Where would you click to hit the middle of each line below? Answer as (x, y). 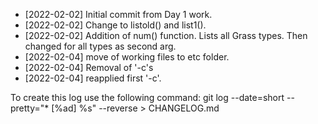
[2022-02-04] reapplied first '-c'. (93, 78)
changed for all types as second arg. (100, 46)
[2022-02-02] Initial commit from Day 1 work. (118, 14)
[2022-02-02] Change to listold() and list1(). (115, 25)
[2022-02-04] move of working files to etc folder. (127, 57)
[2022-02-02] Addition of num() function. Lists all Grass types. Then (166, 35)
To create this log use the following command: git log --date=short (147, 97)
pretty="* (30, 108)
